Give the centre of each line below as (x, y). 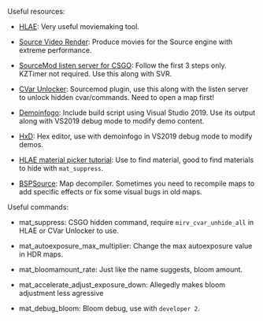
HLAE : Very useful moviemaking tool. (79, 26)
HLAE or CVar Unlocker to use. (69, 231)
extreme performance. (55, 50)
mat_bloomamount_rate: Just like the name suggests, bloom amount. (131, 269)
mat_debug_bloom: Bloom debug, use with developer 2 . (109, 308)
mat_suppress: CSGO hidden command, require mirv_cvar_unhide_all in (136, 222)
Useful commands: (38, 207)
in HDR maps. (41, 254)
